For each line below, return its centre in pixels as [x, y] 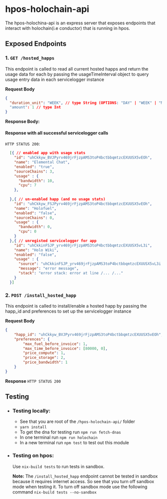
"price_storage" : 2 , [44, 358]
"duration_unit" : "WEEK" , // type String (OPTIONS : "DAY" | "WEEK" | [83, 103]
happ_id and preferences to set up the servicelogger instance [68, 311]
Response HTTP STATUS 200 [33, 381]
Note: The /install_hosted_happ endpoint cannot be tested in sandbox [85, 476]
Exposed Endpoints [36, 44]
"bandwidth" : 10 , [36, 181]
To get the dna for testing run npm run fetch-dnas [70, 432]
